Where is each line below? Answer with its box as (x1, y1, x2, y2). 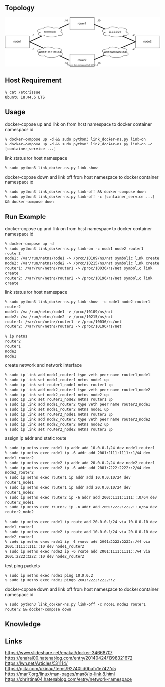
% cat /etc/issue (5, 90, 41, 95)
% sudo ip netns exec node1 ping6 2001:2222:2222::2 (5, 578, 115, 582)
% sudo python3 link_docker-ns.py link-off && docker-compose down (5, 189, 146, 194)
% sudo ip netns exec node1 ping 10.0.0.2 (5, 573, 93, 578)
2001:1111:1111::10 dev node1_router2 (5, 544, 84, 549)
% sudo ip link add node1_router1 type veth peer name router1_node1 (5, 372, 151, 377)
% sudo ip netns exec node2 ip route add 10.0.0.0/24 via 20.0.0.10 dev (5, 529, 157, 534)
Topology (5, 4, 35, 12)
